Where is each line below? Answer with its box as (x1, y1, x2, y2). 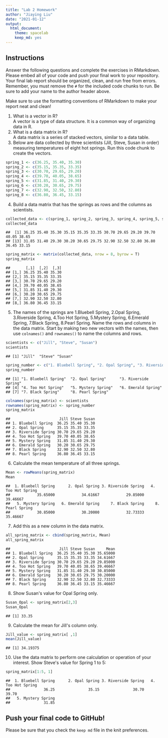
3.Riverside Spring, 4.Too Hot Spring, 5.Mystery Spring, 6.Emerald (12, 314, 149, 320)
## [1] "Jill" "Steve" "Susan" (5, 353, 73, 359)
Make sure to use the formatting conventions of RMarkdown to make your (5, 98, 158, 104)
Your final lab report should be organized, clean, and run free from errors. (5, 77, 157, 83)
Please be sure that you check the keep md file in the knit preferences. (5, 727, 149, 733)
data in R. (12, 123, 33, 129)
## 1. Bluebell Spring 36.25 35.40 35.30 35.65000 (5, 550, 115, 555)
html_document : (10, 26, 42, 31)
